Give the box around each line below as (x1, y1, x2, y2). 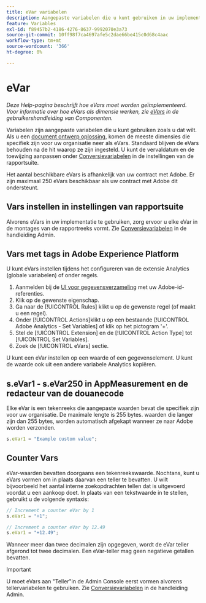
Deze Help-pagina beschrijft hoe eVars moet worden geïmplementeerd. (6, 101, 187, 108)
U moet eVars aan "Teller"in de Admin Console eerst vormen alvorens (6, 578, 183, 585)
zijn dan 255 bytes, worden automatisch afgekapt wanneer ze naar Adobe (6, 417, 193, 425)
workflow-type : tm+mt (6, 37, 62, 44)
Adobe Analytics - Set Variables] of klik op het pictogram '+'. (15, 323, 169, 330)
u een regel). (15, 310, 48, 317)
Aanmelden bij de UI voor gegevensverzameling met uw (15, 283, 157, 291)
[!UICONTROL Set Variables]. (15, 336, 89, 343)
